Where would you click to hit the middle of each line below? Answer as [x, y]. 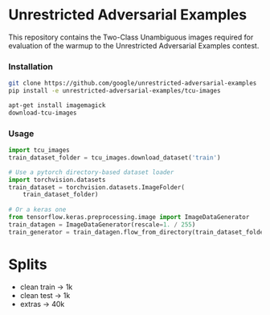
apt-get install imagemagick [57, 105]
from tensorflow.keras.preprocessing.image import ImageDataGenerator [129, 218]
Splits [28, 264]
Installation [31, 66]
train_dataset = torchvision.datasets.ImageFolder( [96, 187]
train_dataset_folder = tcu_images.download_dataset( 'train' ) [115, 157]
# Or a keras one [37, 210]
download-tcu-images [43, 113]
